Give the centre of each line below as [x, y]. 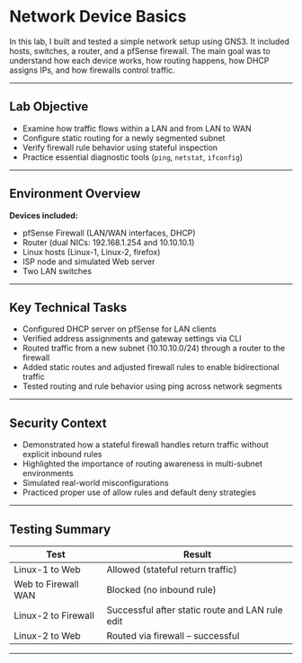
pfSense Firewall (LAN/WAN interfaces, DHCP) [109, 233]
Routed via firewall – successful [173, 636]
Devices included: [44, 215]
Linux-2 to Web [47, 636]
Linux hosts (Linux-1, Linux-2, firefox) [91, 252]
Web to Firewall [46, 584]
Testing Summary [60, 529]
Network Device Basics [98, 17]
